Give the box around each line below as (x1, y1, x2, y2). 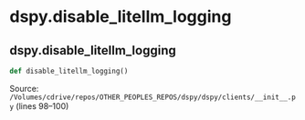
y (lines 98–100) (9, 100, 69, 111)
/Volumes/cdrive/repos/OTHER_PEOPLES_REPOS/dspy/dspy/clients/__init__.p (9, 93, 297, 102)
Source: (9, 83, 39, 94)
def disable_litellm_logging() (9, 66, 129, 75)
